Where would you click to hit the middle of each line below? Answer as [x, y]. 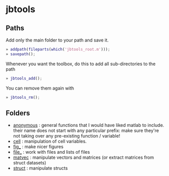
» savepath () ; [21, 54]
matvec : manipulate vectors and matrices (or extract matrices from [83, 157]
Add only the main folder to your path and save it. [57, 40]
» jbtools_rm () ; [23, 97]
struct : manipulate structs [40, 168]
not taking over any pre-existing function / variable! [67, 136]
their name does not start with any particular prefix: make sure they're [86, 130]
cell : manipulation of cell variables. [50, 141]
